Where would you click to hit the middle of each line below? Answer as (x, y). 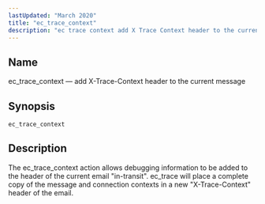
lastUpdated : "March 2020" (52, 15)
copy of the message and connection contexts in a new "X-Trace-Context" (129, 184)
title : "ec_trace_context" (52, 23)
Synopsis (32, 106)
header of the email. (41, 193)
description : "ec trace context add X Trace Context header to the (121, 30)
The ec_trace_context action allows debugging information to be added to (128, 168)
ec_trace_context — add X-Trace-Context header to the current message (127, 81)
